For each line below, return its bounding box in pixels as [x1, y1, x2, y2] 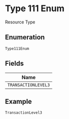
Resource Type [5, 19, 35, 25]
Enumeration [5, 33, 45, 41]
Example [5, 97, 32, 105]
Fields [5, 59, 24, 68]
